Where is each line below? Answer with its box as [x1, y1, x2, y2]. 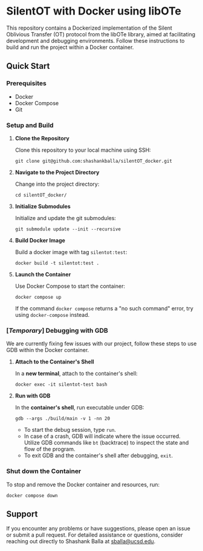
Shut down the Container [6, 467, 82, 475]
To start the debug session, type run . [24, 426, 117, 434]
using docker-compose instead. [14, 311, 90, 318]
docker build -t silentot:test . [14, 260, 100, 266]
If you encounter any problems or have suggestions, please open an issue [6, 525, 190, 532]
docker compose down [6, 492, 59, 498]
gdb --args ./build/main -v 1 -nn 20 [14, 416, 111, 422]
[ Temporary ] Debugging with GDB [6, 326, 109, 334]
